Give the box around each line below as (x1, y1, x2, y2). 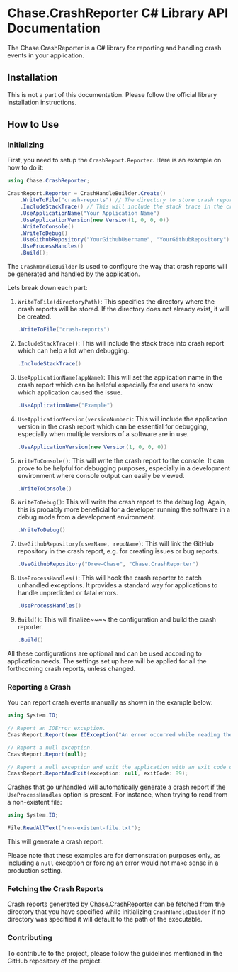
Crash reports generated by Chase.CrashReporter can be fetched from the (7, 900, 225, 909)
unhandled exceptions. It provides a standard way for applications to (17, 581, 218, 590)
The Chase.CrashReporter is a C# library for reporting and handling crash (7, 43, 222, 52)
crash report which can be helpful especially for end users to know (17, 380, 214, 389)
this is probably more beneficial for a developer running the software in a (17, 505, 231, 514)
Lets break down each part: (7, 284, 88, 292)
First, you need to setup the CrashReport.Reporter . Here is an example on (7, 156, 222, 165)
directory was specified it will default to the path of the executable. (7, 915, 203, 924)
